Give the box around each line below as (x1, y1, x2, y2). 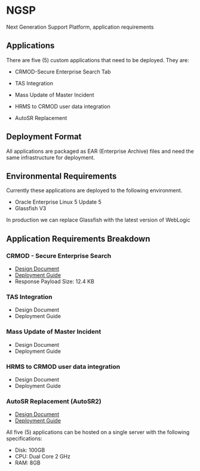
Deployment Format (6, 132, 82, 142)
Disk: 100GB (14, 447, 45, 454)
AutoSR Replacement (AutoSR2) (6, 397, 101, 405)
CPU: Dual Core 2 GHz (14, 453, 70, 460)
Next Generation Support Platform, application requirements (6, 23, 154, 30)
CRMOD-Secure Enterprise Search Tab (14, 68, 111, 75)
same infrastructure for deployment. (6, 153, 96, 161)
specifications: (6, 435, 43, 442)
